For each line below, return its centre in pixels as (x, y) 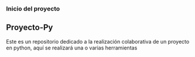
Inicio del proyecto (33, 9)
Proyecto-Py (30, 28)
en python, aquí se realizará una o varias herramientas (72, 48)
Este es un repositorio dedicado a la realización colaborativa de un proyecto (98, 41)
